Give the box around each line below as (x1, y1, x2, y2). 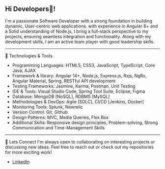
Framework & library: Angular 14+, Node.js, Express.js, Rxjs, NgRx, (12, 72, 147, 78)
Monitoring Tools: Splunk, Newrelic (12, 104, 83, 110)
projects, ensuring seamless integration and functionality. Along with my (5, 33, 151, 39)
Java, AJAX (12, 67, 36, 73)
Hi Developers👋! (5, 5, 55, 13)
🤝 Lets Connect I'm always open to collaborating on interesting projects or (5, 139, 155, 145)
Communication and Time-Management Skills (12, 124, 105, 130)
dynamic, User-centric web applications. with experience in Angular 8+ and (5, 23, 158, 29)
